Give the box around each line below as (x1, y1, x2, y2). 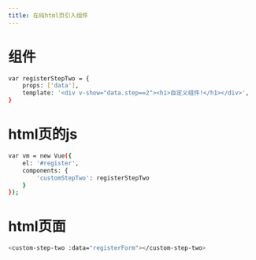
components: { (22, 166, 69, 174)
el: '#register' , (22, 159, 80, 167)
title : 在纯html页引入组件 (8, 11, 88, 20)
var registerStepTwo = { (8, 74, 90, 83)
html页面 (8, 217, 66, 236)
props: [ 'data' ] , (22, 82, 80, 90)
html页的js (8, 125, 78, 143)
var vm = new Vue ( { (8, 152, 72, 160)
